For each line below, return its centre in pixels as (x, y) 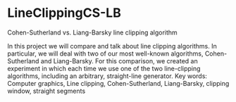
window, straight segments (46, 91)
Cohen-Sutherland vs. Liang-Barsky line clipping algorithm (92, 32)
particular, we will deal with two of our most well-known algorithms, (105, 53)
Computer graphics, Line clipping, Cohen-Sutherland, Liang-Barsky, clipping (118, 83)
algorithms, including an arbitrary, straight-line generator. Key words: (107, 76)
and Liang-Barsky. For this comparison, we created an (119, 60)
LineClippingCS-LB (64, 13)
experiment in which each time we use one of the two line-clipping (104, 68)
